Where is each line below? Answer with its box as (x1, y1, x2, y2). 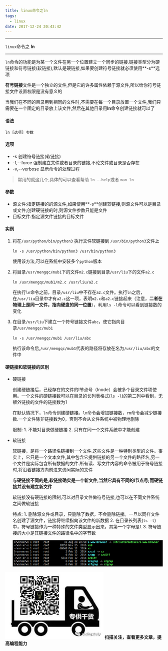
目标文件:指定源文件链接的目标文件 (12, 213, 84, 219)
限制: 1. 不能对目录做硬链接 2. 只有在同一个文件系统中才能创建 (12, 427, 140, 433)
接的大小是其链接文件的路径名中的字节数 (12, 530, 96, 536)
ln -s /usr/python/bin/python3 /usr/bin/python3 (12, 249, 116, 254)
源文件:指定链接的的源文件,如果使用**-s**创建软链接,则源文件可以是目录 (12, 201, 161, 207)
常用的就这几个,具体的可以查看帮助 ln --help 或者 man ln (17, 176, 134, 182)
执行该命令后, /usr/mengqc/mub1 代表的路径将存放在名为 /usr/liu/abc (12, 346, 151, 352)
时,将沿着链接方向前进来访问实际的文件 (12, 467, 93, 473)
